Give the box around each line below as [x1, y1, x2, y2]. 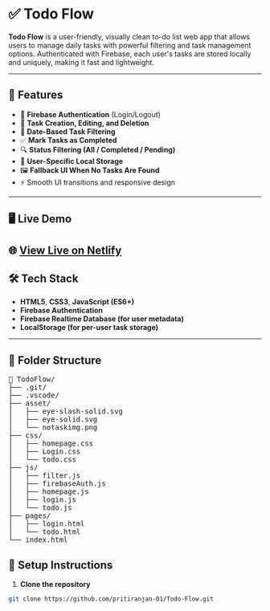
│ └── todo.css [8, 455, 76, 464]
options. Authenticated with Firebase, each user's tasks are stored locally [8, 49, 252, 59]
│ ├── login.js [8, 495, 76, 504]
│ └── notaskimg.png [8, 423, 98, 432]
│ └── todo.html [8, 527, 81, 536]
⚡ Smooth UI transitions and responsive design [19, 177, 175, 187]
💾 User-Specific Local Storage [19, 156, 124, 165]
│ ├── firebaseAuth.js [8, 479, 106, 488]
